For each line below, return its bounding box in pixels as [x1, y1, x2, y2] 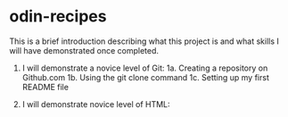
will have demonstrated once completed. [9, 45, 159, 55]
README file [21, 81, 70, 92]
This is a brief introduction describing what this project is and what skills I [9, 36, 279, 46]
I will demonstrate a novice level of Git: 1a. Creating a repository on [21, 63, 268, 73]
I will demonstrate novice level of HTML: [21, 98, 171, 109]
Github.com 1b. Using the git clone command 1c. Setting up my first [21, 71, 269, 82]
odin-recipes [9, 6, 107, 27]
